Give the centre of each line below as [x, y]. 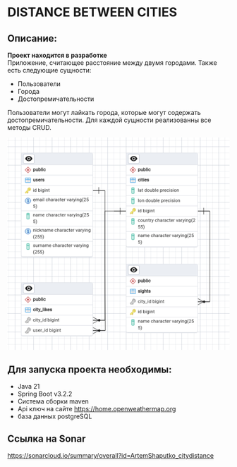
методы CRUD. [29, 127]
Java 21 [29, 387]
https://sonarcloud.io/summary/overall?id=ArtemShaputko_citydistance [110, 456]
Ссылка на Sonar [47, 438]
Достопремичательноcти [56, 99]
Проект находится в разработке [57, 55]
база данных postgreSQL [55, 416]
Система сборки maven [53, 401]
